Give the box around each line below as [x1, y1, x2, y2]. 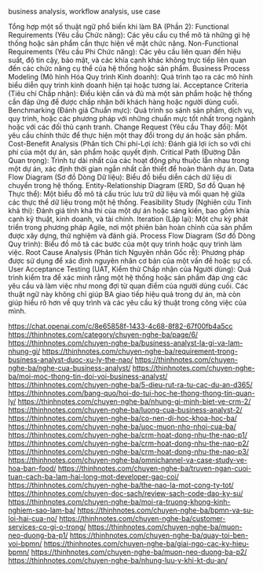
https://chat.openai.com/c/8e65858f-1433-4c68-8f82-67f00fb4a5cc [8, 322, 233, 331]
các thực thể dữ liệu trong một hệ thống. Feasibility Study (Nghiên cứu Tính [8, 198, 252, 207]
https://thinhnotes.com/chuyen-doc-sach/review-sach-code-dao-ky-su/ [8, 489, 243, 498]
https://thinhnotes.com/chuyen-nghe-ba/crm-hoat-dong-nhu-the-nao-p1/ [8, 431, 247, 439]
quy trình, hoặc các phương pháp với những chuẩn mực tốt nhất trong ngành [8, 114, 256, 123]
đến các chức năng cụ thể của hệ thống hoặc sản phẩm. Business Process [8, 64, 250, 73]
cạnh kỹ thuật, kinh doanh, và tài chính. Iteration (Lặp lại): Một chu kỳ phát [8, 214, 249, 224]
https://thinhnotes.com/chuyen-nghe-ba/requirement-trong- [42, 346, 238, 356]
